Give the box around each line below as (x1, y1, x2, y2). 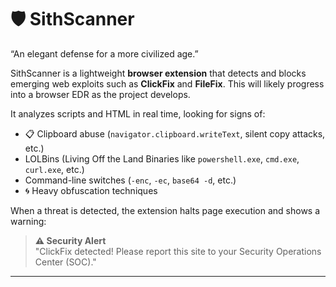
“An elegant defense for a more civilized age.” (10, 47, 199, 60)
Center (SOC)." (34, 256, 97, 268)
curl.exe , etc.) (24, 163, 85, 175)
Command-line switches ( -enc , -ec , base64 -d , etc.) (24, 174, 237, 186)
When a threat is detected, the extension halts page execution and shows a (10, 204, 321, 216)
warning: (10, 215, 47, 227)
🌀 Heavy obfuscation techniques (24, 184, 158, 196)
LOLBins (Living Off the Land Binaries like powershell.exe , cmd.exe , (24, 152, 300, 165)
